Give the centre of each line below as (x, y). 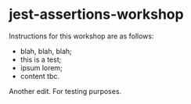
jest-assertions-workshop (96, 14)
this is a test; (41, 59)
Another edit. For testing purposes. (65, 91)
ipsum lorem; (41, 67)
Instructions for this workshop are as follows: (81, 36)
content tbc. (40, 76)
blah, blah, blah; (46, 51)
